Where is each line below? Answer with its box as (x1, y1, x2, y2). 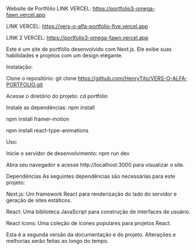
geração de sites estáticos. (6, 197, 72, 203)
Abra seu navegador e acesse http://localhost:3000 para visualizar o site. (6, 161, 185, 168)
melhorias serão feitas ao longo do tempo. (6, 238, 109, 244)
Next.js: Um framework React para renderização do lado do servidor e (6, 190, 177, 197)
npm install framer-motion (6, 115, 70, 122)
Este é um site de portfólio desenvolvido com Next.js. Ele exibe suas (6, 46, 172, 53)
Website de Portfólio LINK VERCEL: (6, 5, 92, 12)
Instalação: (6, 63, 33, 70)
